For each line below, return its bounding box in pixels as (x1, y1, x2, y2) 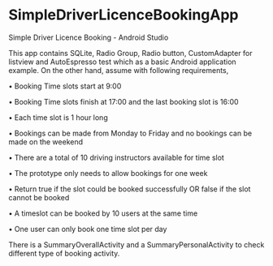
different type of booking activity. (8, 248, 120, 258)
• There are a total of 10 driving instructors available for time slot (8, 152, 225, 162)
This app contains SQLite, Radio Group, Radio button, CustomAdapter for (8, 48, 253, 58)
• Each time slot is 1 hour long (8, 112, 108, 122)
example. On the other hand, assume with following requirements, (8, 65, 229, 75)
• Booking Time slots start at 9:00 (8, 81, 122, 91)
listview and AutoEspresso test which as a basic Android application (8, 57, 237, 66)
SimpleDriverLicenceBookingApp (8, 6, 239, 24)
